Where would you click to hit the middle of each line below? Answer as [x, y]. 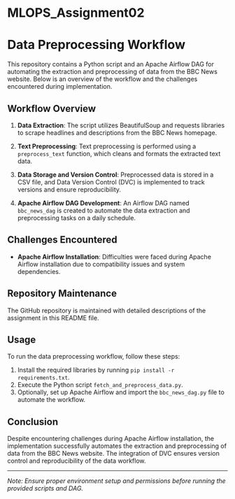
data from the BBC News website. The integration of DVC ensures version [114, 454]
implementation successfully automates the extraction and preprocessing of [117, 446]
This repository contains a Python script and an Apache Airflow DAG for [111, 64]
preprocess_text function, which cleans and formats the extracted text [119, 153]
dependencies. [39, 271]
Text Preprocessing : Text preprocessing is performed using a [107, 146]
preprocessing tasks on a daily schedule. [77, 217]
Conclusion [33, 422]
